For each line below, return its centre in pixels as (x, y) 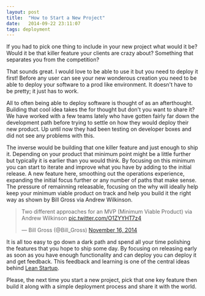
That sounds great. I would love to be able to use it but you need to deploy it (102, 72)
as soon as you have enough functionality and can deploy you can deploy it (102, 255)
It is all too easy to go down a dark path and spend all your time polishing (99, 242)
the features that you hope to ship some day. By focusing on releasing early (102, 249)
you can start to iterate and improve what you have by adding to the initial (99, 167)
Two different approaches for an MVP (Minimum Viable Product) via (107, 212)
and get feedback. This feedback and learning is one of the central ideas (98, 262)
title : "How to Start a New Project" (56, 18)
